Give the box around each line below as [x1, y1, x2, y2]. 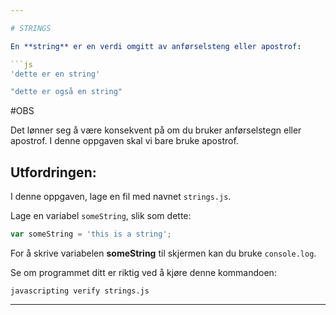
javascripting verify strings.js [10, 286, 150, 296]
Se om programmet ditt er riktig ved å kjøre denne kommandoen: [10, 266, 277, 278]
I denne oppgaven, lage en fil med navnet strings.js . [10, 191, 232, 203]
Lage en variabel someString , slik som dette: [10, 210, 192, 222]
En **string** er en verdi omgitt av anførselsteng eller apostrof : [10, 41, 302, 51]
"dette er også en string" [10, 87, 123, 97]
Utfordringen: [10, 164, 97, 181]
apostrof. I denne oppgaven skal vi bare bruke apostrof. [10, 135, 239, 147]
